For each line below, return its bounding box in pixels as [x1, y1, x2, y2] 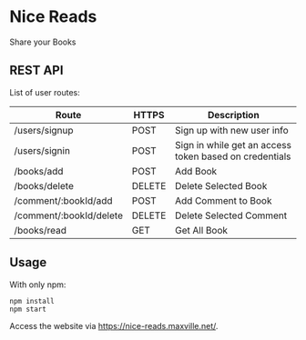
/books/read [14, 224, 66, 236]
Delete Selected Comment [174, 209, 288, 222]
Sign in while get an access [174, 138, 291, 151]
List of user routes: [9, 86, 80, 97]
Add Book [174, 165, 218, 177]
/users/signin [14, 144, 71, 156]
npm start [9, 305, 47, 314]
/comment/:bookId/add [14, 194, 113, 206]
